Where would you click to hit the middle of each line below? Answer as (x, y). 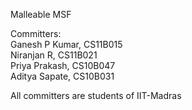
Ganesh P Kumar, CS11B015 (66, 44)
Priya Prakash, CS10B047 (63, 65)
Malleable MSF (41, 14)
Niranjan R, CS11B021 (54, 55)
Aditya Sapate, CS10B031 (62, 76)
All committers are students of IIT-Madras (96, 95)
